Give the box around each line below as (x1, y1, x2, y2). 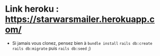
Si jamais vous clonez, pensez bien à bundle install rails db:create (12, 40, 153, 46)
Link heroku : (5, 3, 59, 15)
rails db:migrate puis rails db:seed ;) (12, 45, 91, 51)
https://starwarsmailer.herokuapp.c (5, 14, 155, 25)
